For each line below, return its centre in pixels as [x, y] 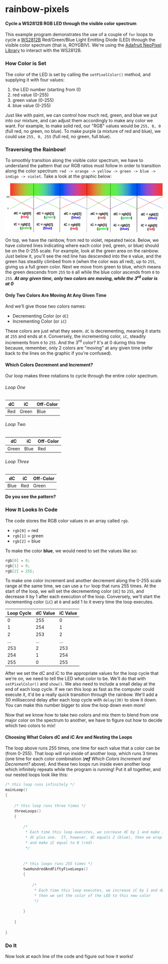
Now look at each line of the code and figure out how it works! [69, 956]
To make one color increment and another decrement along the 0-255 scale [83, 581]
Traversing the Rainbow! [35, 149]
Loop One [15, 387]
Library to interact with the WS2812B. [44, 51]
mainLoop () [16, 790]
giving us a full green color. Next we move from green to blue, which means [83, 267]
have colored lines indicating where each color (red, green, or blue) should [82, 246]
